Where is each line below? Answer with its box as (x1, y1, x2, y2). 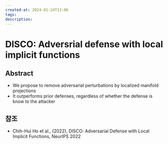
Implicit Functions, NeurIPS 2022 (12, 133, 81, 139)
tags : (5, 12, 17, 17)
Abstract (5, 69, 34, 78)
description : (5, 17, 33, 22)
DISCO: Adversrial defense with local (5, 38, 163, 50)
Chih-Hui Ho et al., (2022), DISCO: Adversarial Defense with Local (12, 128, 150, 134)
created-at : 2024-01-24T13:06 (5, 7, 69, 13)
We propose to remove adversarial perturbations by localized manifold (12, 83, 159, 89)
